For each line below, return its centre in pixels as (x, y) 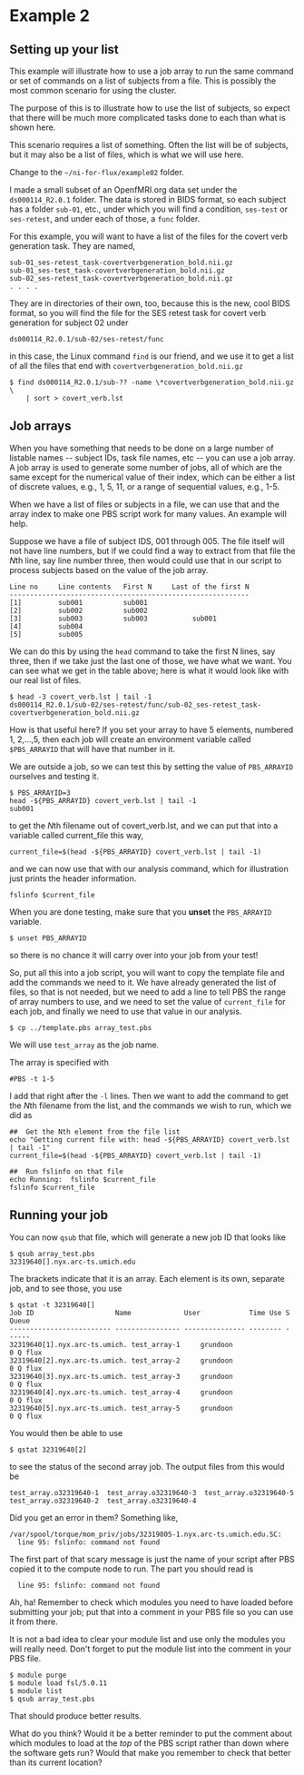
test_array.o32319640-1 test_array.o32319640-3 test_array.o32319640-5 (152, 1492)
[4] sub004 (46, 626)
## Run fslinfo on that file (67, 1171)
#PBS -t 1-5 (32, 1079)
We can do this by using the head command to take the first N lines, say (142, 651)
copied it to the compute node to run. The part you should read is (132, 1569)
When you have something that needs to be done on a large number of (142, 448)
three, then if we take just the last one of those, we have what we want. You (151, 660)
